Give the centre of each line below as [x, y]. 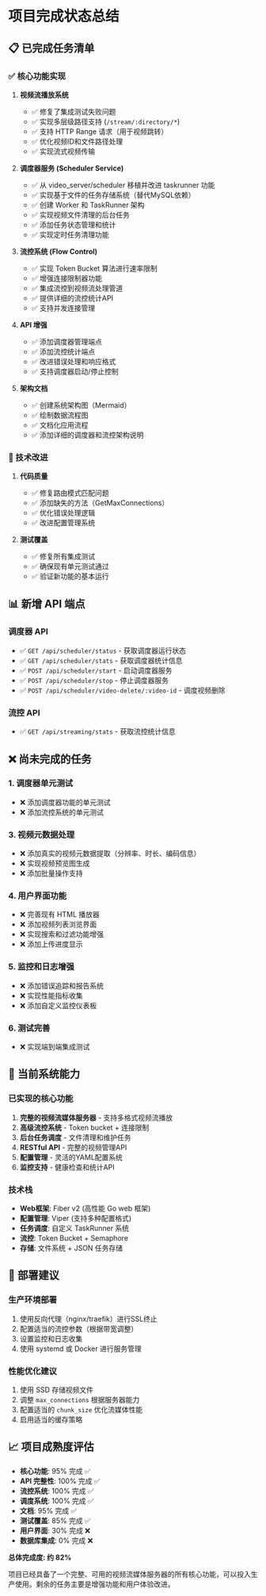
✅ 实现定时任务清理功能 [70, 234]
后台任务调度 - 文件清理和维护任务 [76, 1137]
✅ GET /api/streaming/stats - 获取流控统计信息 [97, 731]
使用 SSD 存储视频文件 [56, 1390]
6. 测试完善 [29, 1028]
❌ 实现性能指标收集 [51, 996]
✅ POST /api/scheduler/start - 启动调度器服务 [96, 670]
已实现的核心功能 [41, 1099]
